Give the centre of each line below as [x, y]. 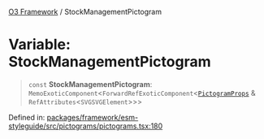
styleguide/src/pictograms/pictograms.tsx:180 [86, 126]
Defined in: [27, 117]
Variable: [40, 45]
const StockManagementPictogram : [90, 84]
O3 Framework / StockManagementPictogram [85, 12]
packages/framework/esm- [93, 117]
